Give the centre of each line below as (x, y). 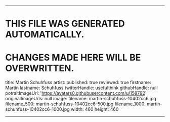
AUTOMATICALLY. (45, 35)
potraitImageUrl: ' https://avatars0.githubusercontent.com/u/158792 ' (76, 93)
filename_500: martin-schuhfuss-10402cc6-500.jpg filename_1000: (75, 104)
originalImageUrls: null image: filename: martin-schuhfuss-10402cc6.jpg (81, 99)
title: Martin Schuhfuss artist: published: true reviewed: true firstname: (78, 83)
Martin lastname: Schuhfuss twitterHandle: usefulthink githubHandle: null (81, 88)
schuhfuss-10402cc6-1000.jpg (37, 109)
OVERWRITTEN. (40, 68)
